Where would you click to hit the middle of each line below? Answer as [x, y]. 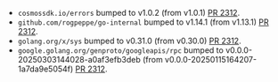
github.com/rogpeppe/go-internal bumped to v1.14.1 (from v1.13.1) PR [143, 22]
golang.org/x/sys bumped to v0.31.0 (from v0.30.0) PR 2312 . [130, 41]
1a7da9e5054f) [45, 69]
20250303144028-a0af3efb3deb [79, 60]
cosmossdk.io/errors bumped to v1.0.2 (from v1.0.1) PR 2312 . [129, 13]
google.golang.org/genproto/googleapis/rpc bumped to [121, 50]
